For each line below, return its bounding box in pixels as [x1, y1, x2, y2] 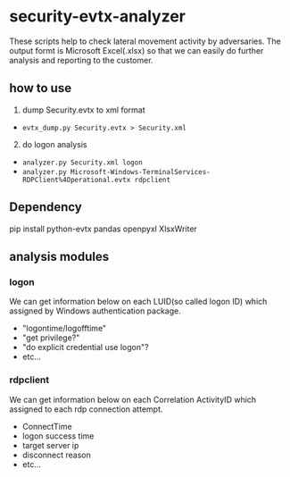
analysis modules [9, 248, 110, 264]
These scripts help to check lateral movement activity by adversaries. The [9, 36, 281, 46]
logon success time [21, 431, 95, 441]
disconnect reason [21, 449, 92, 460]
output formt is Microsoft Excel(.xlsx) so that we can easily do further [9, 45, 264, 55]
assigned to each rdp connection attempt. [9, 404, 163, 414]
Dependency [9, 199, 82, 215]
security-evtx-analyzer [9, 6, 186, 27]
